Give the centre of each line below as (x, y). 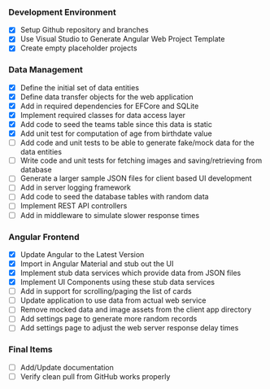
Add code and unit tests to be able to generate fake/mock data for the (137, 143)
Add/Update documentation (67, 367)
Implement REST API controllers (74, 206)
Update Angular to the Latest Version (82, 254)
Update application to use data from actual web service (113, 300)
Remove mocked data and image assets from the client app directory (136, 310)
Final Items (30, 350)
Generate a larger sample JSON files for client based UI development (136, 178)
